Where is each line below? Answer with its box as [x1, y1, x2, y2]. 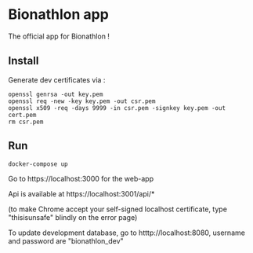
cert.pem [8, 111, 37, 119]
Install [8, 54, 39, 68]
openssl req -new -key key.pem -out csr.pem [8, 97, 156, 105]
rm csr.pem [8, 118, 44, 126]
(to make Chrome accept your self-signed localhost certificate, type [8, 204, 227, 214]
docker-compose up [8, 159, 68, 168]
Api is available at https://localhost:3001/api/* [8, 189, 155, 198]
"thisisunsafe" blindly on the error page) [8, 212, 138, 222]
